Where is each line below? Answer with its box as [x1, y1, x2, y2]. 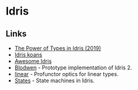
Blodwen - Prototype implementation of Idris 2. [14, 64, 132, 71]
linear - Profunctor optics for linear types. [14, 71, 119, 77]
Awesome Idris [14, 58, 52, 64]
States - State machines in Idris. [14, 77, 95, 84]
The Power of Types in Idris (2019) [14, 44, 102, 52]
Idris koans [14, 51, 43, 58]
